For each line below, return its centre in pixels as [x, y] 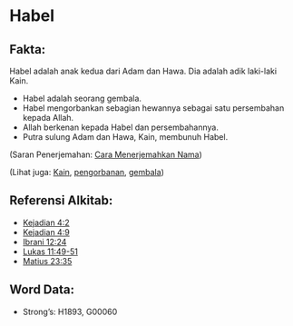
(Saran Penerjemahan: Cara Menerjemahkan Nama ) [106, 154]
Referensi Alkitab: [61, 201]
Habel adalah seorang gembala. [82, 98]
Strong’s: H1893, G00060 [70, 311]
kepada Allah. [48, 118]
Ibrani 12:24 [44, 242]
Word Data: [42, 290]
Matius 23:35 [47, 261]
